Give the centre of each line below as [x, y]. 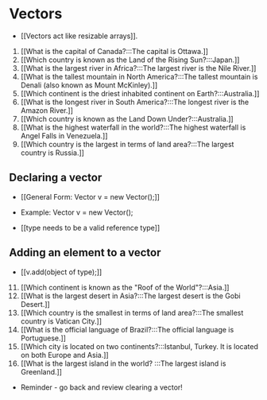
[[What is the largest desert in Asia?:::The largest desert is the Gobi [130, 296]
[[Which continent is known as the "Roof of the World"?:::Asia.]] [125, 287]
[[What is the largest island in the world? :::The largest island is [123, 363]
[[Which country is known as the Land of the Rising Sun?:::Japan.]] [130, 60]
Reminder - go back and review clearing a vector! [102, 387]
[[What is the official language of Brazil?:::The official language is [127, 329]
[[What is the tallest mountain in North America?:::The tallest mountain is [139, 76]
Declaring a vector [56, 178]
